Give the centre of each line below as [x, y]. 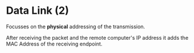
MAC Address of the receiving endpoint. [54, 44]
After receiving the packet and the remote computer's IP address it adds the [97, 37]
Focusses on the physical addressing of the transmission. [76, 26]
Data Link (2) [38, 11]
